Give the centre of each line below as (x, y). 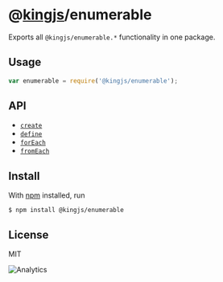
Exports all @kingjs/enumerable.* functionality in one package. (112, 37)
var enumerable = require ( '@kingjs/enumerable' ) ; (93, 81)
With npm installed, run (47, 195)
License (29, 235)
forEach (33, 143)
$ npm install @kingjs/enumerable (66, 210)
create (31, 126)
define (31, 134)
